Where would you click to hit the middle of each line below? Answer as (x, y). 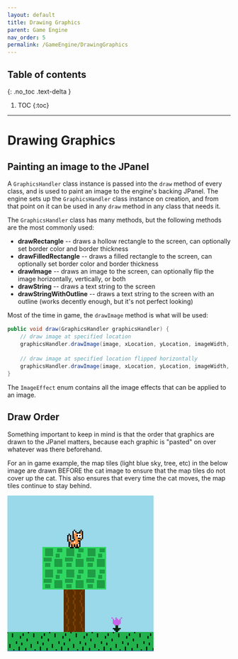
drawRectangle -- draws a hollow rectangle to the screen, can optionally (124, 241)
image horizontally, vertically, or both (72, 278)
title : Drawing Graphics (44, 22)
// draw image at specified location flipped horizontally (109, 359)
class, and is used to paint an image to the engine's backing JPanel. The (113, 191)
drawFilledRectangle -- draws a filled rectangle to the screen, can (115, 256)
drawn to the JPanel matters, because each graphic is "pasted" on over (112, 441)
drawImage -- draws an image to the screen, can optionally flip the (116, 271)
